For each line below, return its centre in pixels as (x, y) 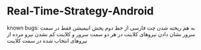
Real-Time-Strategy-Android (80, 11)
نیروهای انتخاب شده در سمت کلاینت (47, 40)
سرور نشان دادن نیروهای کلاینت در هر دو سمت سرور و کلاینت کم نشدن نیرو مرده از (101, 34)
